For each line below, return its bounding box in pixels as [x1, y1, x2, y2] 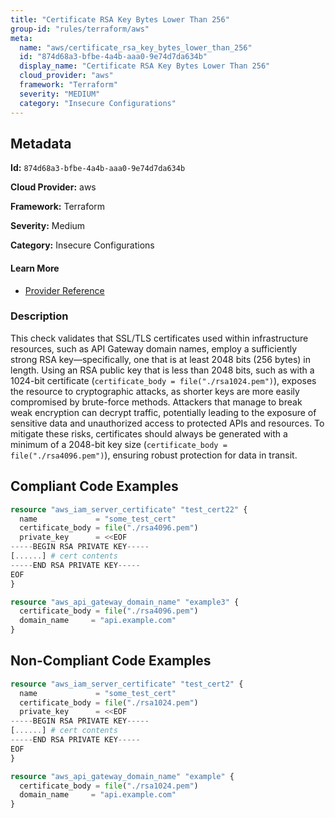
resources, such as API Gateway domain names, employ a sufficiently [10, 342, 298, 355]
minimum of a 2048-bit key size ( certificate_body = [10, 438, 228, 450]
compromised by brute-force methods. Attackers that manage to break [10, 396, 303, 408]
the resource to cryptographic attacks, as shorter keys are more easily [10, 385, 300, 397]
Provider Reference [24, 284, 105, 296]
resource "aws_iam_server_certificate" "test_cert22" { [10, 504, 248, 515]
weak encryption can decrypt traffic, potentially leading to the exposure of [10, 406, 317, 418]
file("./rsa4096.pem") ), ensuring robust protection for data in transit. [10, 449, 298, 461]
